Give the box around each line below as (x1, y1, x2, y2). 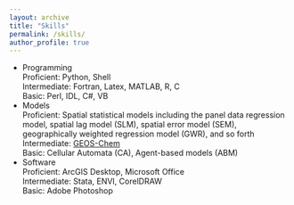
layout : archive (9, 12, 69, 22)
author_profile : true (9, 37, 90, 47)
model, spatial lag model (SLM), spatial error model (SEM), (21, 119, 238, 130)
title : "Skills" (9, 21, 69, 30)
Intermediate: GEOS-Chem (21, 138, 120, 149)
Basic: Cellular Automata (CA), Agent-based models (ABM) (21, 148, 239, 159)
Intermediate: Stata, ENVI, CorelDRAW (21, 176, 163, 187)
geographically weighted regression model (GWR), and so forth (21, 128, 256, 139)
